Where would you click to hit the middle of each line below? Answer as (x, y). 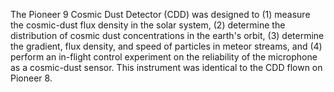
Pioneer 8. (31, 78)
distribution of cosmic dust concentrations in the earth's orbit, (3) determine (167, 35)
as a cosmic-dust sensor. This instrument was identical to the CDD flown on (166, 67)
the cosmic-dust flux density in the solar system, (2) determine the (148, 25)
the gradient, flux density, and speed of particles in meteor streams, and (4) (166, 46)
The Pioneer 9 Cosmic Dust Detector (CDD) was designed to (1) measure (160, 14)
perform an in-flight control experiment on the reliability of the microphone (164, 57)
